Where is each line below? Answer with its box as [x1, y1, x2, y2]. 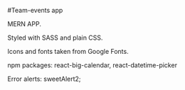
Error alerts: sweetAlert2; [7, 74, 81, 83]
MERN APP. [7, 20, 41, 28]
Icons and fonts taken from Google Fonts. [7, 47, 129, 55]
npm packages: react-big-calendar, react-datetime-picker [7, 61, 178, 69]
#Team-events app [7, 6, 63, 14]
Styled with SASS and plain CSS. [7, 33, 103, 42]
